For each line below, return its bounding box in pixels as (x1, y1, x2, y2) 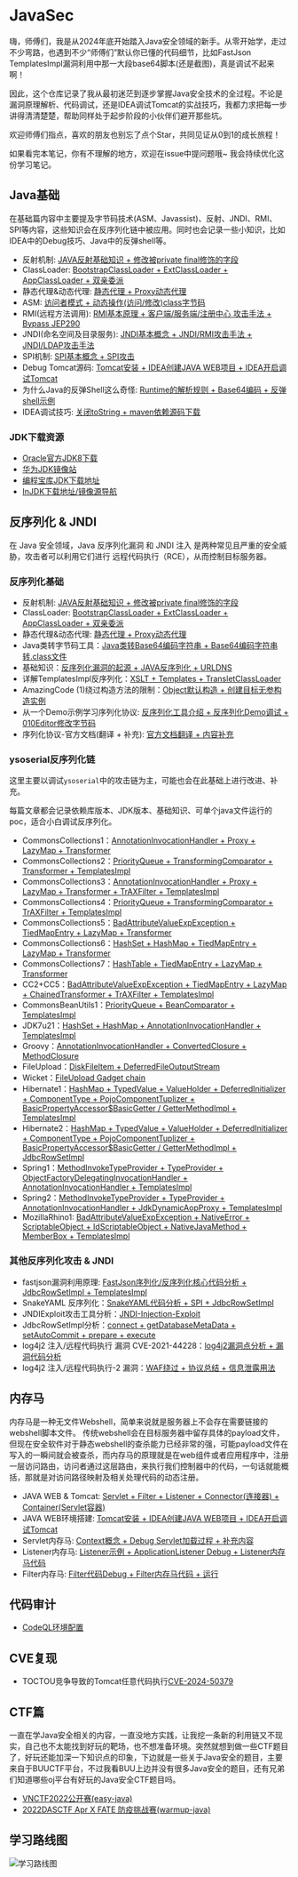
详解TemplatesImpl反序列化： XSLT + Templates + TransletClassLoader (21, 673, 282, 685)
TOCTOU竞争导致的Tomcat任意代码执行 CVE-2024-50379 (21, 1676, 233, 1687)
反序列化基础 (9, 575, 65, 588)
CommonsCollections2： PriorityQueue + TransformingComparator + (21, 855, 273, 867)
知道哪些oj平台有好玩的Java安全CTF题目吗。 (16, 1775, 181, 1785)
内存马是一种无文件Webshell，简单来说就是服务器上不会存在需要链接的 (9, 1416, 269, 1427)
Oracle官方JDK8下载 (21, 453, 98, 463)
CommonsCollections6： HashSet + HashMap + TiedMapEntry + (21, 938, 257, 949)
